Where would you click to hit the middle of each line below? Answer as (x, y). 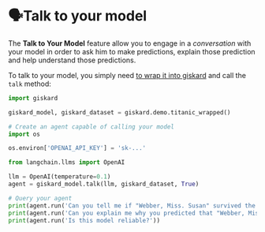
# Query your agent (40, 198)
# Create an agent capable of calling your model (91, 127)
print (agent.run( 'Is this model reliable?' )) (84, 220)
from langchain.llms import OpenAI (67, 163)
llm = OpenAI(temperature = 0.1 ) (60, 177)
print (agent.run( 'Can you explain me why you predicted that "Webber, (127, 213)
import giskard (33, 98)
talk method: (30, 84)
